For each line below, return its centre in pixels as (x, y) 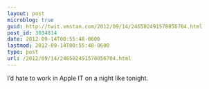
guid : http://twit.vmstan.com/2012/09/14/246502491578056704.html (105, 26)
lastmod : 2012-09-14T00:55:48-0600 (58, 46)
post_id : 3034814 (32, 33)
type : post (23, 52)
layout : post (26, 13)
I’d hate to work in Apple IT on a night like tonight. (78, 78)
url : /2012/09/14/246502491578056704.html (69, 59)
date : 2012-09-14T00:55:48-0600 (54, 39)
